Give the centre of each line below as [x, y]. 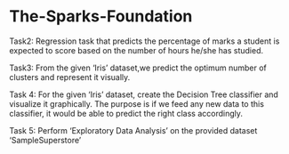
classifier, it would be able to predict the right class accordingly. [126, 113]
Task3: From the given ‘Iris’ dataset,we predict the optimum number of [138, 68]
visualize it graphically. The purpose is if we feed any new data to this [137, 103]
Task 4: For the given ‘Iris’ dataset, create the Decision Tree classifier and [144, 94]
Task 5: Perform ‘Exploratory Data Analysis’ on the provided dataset [133, 130]
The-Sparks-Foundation [101, 16]
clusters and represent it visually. [70, 77]
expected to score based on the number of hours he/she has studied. [136, 50]
